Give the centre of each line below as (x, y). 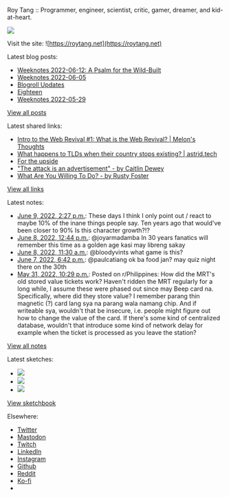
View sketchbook (32, 403)
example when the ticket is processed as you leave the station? (107, 332)
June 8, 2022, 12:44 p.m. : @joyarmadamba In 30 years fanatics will (112, 238)
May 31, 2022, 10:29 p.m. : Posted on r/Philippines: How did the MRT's (116, 274)
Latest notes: (25, 202)
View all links (26, 189)
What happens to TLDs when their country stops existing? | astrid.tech (117, 154)
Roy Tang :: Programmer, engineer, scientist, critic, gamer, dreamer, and (109, 10)
